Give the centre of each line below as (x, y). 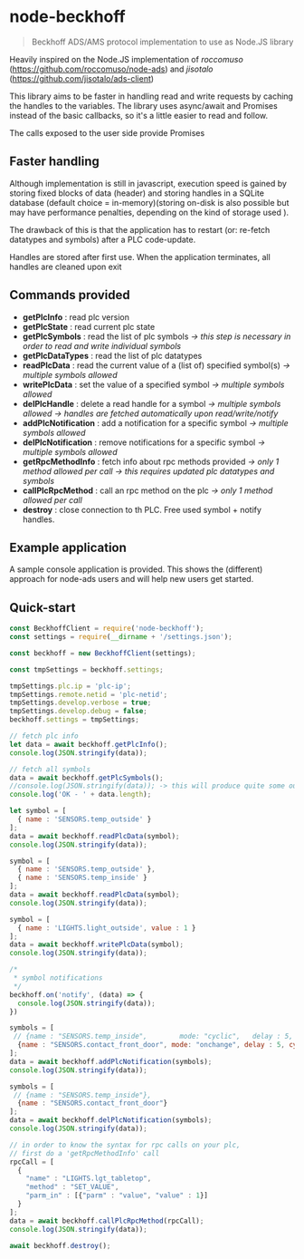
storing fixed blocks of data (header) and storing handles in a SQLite (137, 193)
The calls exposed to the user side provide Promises (107, 132)
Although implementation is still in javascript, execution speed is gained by (148, 183)
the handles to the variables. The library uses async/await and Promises (143, 105)
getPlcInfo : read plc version (76, 317)
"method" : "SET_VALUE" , (72, 1187)
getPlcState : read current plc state (89, 326)
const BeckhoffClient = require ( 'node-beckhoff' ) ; (107, 629)
